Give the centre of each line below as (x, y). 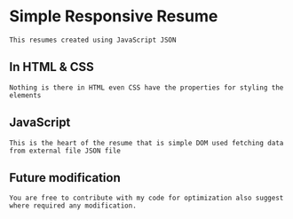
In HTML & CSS (52, 67)
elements (25, 95)
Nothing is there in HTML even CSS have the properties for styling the (146, 87)
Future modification (65, 178)
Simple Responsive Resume (114, 16)
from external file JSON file (65, 151)
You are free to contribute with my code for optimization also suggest (146, 198)
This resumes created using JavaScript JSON (93, 40)
